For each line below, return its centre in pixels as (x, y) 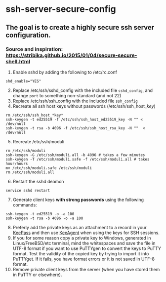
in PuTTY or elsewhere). (37, 275)
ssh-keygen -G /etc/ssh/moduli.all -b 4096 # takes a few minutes (75, 155)
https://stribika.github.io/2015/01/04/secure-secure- (71, 55)
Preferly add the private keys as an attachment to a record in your (80, 227)
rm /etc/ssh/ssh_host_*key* (35, 115)
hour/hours (17, 163)
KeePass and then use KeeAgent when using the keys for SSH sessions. (86, 233)
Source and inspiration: (34, 49)
